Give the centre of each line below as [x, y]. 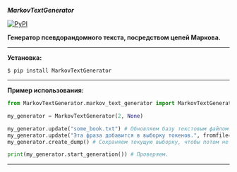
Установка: [25, 58]
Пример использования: [45, 90]
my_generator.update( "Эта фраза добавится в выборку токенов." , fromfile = [120, 135]
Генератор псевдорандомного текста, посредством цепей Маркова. [114, 37]
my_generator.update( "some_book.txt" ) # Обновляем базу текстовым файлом [118, 129]
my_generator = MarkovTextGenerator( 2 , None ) [75, 116]
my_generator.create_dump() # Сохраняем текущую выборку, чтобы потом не [118, 142]
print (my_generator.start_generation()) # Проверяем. [88, 154]
